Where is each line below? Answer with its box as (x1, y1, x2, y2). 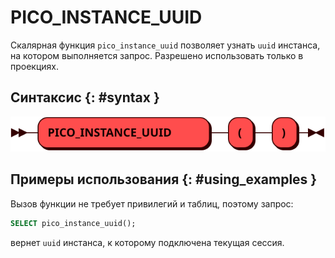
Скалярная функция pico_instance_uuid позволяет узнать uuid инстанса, (10, 39, 321, 51)
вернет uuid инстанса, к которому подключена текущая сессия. (10, 236, 285, 248)
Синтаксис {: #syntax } (10, 89, 160, 106)
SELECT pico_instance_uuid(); (10, 218, 137, 228)
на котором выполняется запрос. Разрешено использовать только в (10, 49, 304, 61)
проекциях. (10, 60, 60, 72)
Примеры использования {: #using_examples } (10, 171, 318, 188)
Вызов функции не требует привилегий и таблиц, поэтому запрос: (10, 197, 294, 210)
